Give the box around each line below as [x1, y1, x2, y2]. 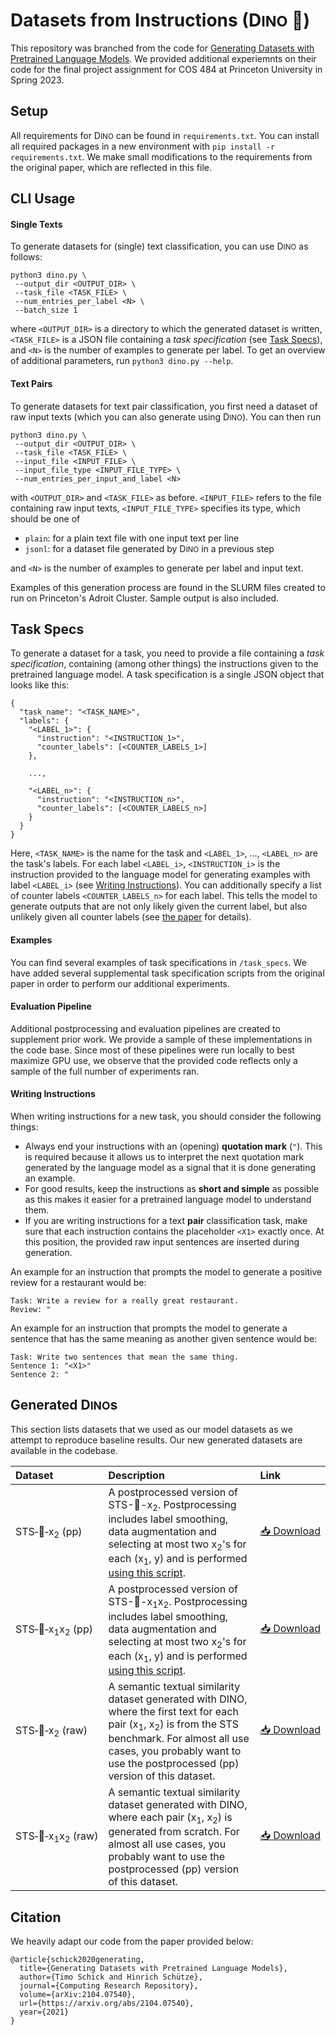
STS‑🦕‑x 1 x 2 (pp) [15, 1622, 93, 1638]
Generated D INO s [10, 1397, 118, 1414]
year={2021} [19, 2007, 70, 2018]
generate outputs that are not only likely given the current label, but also [10, 900, 308, 913]
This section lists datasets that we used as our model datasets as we [10, 1423, 293, 1435]
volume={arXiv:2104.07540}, [19, 1990, 137, 2000]
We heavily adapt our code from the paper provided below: [10, 1935, 254, 1948]
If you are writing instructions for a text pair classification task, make [24, 1214, 308, 1226]
